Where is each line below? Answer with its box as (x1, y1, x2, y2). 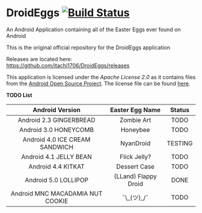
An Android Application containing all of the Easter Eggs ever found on (6, 26, 182, 33)
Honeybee (120, 125, 150, 134)
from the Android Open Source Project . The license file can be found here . (6, 80, 191, 87)
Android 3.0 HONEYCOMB (19, 125, 94, 134)
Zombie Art (119, 116, 151, 124)
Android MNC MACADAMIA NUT (10, 189, 103, 197)
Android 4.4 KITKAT (28, 162, 85, 170)
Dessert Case (116, 162, 155, 170)
